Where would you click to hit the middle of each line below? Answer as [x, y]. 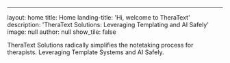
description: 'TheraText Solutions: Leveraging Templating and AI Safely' [108, 25]
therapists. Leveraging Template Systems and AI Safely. [86, 52]
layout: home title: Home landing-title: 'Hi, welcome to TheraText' [99, 17]
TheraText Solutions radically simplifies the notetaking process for [100, 45]
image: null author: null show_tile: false [62, 32]
